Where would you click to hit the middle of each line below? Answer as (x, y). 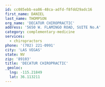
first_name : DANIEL (25, 14)
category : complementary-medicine (40, 32)
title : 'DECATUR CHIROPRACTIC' (37, 63)
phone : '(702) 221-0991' (30, 45)
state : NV (15, 54)
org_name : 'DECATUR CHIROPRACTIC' (40, 23)
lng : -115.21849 (26, 72)
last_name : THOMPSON (26, 18)
